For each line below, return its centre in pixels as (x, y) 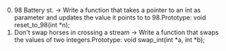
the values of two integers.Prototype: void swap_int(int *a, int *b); (109, 40)
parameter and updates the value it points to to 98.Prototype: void (110, 17)
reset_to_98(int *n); (42, 25)
